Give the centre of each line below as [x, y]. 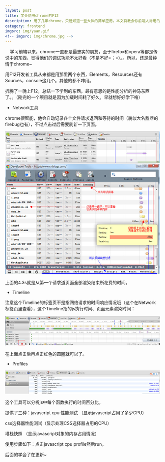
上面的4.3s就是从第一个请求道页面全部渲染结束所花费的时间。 [68, 283]
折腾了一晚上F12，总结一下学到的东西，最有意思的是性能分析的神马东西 [77, 91]
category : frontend [25, 26]
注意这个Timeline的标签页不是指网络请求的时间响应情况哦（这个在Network [81, 302]
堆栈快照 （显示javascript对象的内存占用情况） [52, 433]
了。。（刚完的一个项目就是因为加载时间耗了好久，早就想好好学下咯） [74, 97]
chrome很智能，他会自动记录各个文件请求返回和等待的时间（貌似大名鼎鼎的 [82, 118]
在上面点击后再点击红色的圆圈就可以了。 [46, 354]
